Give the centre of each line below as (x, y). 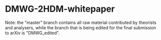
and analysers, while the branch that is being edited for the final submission (81, 27)
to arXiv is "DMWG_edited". (32, 33)
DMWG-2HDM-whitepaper (60, 9)
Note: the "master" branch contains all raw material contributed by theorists (81, 22)
